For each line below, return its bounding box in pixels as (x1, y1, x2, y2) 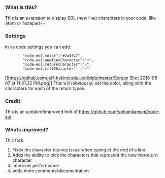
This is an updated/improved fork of (5, 109, 78, 115)
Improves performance (12, 163, 59, 169)
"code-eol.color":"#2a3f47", (23, 53, 83, 58)
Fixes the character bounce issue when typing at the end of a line (12, 147, 145, 153)
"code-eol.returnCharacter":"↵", (23, 62, 92, 67)
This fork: (5, 137, 25, 144)
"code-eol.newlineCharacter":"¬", (23, 58, 94, 62)
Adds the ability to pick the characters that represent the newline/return (12, 152, 158, 158)
